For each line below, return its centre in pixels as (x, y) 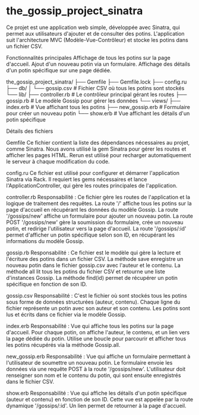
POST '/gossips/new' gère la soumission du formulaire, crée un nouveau (95, 222)
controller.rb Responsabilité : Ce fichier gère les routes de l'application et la (98, 197)
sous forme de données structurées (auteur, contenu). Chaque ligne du (93, 302)
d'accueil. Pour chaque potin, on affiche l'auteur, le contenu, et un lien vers (98, 332)
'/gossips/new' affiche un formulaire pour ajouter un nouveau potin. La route (99, 216)
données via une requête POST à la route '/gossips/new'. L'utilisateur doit (96, 369)
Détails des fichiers (30, 131)
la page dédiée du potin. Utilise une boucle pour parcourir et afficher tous (96, 339)
